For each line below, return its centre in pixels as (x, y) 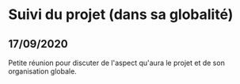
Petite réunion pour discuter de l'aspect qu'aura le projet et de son (117, 63)
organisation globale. (42, 71)
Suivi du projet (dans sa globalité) (121, 15)
